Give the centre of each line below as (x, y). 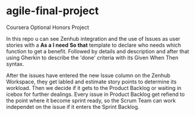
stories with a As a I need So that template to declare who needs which (94, 45)
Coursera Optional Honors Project (48, 27)
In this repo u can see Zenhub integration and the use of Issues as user (93, 38)
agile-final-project (53, 11)
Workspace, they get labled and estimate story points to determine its (92, 82)
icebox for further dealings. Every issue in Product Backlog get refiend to (96, 94)
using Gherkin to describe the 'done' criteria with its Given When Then (92, 57)
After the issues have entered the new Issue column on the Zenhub (88, 75)
